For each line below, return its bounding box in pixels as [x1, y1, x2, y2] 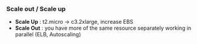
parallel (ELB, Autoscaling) [15, 31, 82, 38]
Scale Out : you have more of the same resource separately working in [15, 24, 192, 32]
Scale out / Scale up [6, 5, 66, 13]
